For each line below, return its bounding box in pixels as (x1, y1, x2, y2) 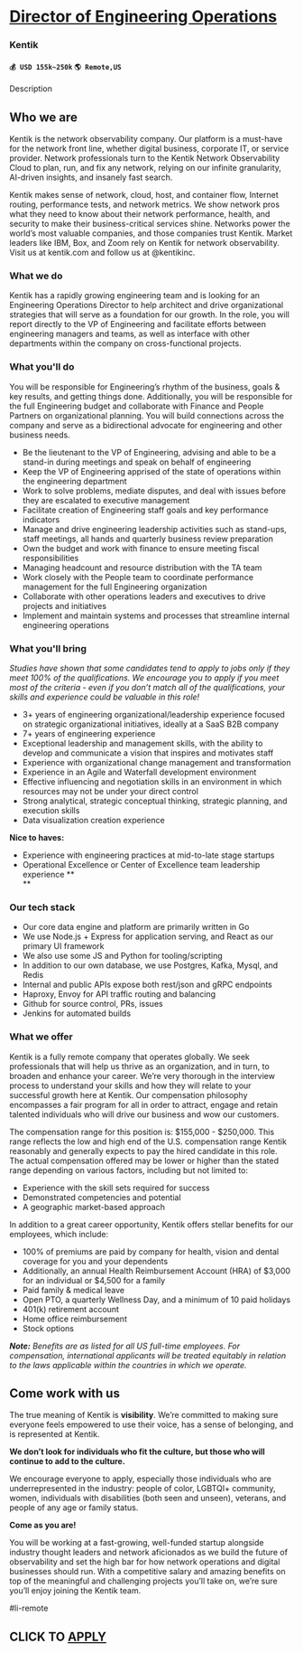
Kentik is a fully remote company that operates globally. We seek (9, 1051, 251, 1062)
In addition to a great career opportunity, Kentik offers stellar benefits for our (9, 1218, 294, 1230)
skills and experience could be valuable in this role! (9, 691, 200, 702)
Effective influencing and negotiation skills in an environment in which (22, 776, 282, 787)
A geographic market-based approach (22, 1201, 165, 1212)
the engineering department (22, 475, 128, 486)
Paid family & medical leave (22, 1284, 125, 1295)
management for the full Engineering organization (22, 581, 207, 592)
